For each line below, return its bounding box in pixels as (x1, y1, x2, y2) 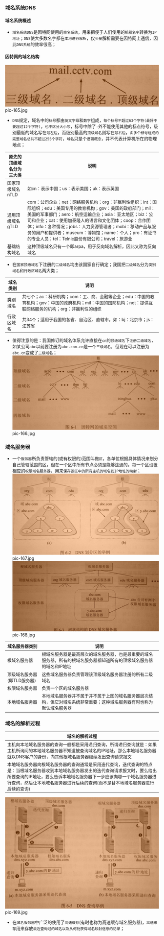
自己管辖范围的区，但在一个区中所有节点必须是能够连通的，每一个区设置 (12, 461, 158, 467)
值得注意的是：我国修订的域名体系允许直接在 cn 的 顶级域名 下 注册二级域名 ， (12, 337, 156, 343)
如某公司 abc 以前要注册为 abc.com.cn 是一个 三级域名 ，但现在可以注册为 (12, 344, 150, 350)
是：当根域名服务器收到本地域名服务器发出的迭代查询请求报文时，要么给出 (7, 768, 157, 773)
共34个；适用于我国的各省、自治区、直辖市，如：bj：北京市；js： (21, 316, 155, 322)
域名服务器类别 (7, 643, 38, 649)
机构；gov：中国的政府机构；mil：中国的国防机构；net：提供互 (26, 300, 153, 306)
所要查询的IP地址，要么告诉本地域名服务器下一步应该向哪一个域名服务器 (7, 773, 152, 779)
